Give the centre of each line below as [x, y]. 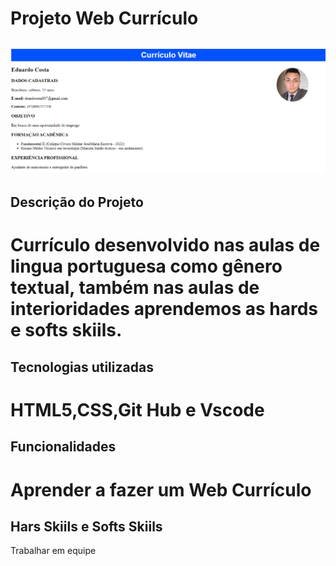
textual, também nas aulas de [135, 288]
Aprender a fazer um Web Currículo [161, 489]
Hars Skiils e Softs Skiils [86, 526]
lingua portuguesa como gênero [146, 266]
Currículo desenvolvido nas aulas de [165, 245]
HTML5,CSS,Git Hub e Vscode [137, 410]
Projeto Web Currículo [104, 18]
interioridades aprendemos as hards [164, 309]
